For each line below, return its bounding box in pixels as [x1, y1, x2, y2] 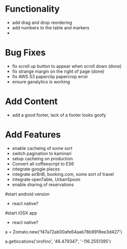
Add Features [5, 129, 61, 140]
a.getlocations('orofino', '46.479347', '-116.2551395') [5, 238, 111, 244]
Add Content [5, 96, 58, 107]
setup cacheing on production [12, 155, 73, 162]
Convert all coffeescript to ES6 [12, 161, 74, 166]
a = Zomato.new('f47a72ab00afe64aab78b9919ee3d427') [5, 228, 123, 235]
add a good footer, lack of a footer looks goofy [12, 112, 106, 118]
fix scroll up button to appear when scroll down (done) [12, 63, 122, 69]
